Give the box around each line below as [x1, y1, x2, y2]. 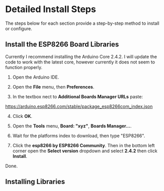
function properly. [5, 64, 43, 70]
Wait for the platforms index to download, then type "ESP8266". [12, 133, 145, 139]
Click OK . [12, 113, 33, 119]
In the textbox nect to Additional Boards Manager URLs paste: [12, 93, 143, 99]
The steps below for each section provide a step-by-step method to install [5, 20, 160, 26]
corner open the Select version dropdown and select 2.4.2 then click [12, 148, 157, 154]
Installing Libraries [5, 177, 65, 186]
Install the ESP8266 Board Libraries [5, 40, 119, 49]
